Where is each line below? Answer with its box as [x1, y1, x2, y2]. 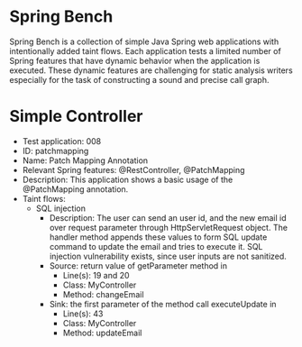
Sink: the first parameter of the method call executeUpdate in [49, 298, 277, 309]
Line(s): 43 [62, 308, 104, 319]
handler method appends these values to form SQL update [49, 232, 268, 242]
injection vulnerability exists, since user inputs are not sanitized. [49, 251, 287, 261]
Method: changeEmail [62, 288, 144, 299]
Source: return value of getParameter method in [49, 260, 228, 271]
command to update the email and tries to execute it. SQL [49, 241, 263, 251]
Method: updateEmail [62, 327, 142, 338]
